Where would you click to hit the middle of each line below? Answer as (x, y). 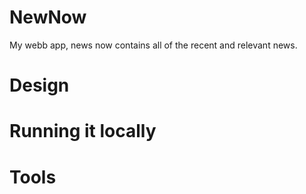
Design (39, 85)
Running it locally (83, 131)
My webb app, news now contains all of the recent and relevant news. (153, 45)
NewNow (48, 17)
